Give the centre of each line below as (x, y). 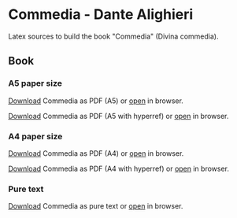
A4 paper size (35, 136)
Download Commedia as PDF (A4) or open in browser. (96, 153)
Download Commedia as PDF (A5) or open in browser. (96, 101)
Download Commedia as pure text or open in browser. (96, 206)
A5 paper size (35, 83)
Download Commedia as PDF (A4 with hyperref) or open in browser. (119, 168)
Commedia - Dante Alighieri (101, 15)
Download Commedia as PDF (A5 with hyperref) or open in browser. (119, 116)
